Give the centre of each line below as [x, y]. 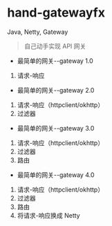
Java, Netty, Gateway [38, 32]
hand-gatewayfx [56, 13]
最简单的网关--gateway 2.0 [56, 90]
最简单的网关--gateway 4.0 [56, 175]
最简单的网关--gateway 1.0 [55, 61]
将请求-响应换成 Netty [49, 215]
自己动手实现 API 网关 [55, 46]
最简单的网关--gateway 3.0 [56, 128]
